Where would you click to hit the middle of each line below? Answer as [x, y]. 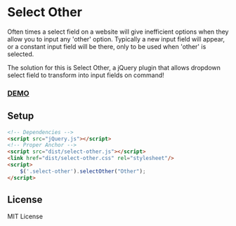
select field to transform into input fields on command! [86, 75]
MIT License [25, 217]
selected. [21, 54]
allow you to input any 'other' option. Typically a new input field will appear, [116, 39]
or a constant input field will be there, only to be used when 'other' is [107, 46]
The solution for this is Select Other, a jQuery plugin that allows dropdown [114, 67]
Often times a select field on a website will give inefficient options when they [118, 32]
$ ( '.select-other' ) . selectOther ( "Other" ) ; [83, 171]
